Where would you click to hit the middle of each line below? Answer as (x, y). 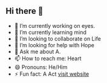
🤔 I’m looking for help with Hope (54, 45)
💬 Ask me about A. (37, 51)
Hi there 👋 (24, 11)
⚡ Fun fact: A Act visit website (52, 74)
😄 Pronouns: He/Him (41, 67)
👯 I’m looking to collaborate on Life (57, 38)
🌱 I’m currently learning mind (50, 32)
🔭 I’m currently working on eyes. (54, 25)
